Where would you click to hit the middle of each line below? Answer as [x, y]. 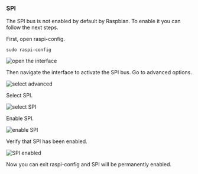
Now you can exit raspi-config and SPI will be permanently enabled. [89, 164]
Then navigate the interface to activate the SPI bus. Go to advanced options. [99, 72]
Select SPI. [19, 96]
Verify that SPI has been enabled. [47, 141]
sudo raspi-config [29, 50]
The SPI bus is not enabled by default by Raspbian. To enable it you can [94, 21]
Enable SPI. [20, 118]
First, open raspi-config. [35, 39]
